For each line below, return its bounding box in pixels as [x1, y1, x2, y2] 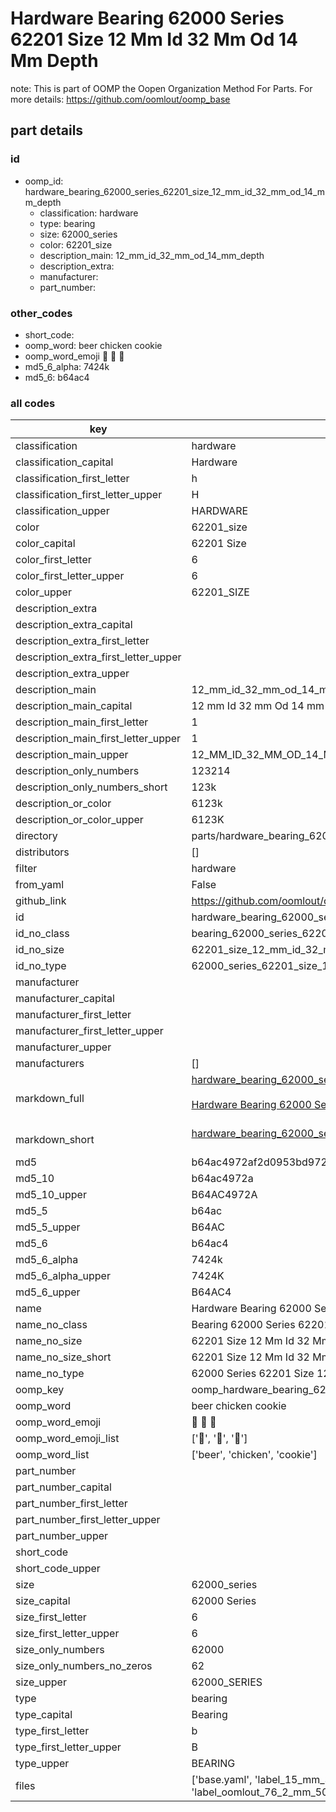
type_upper [15, 1757, 70, 1771]
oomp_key [15, 1383, 65, 1397]
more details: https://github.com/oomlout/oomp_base [10, 93, 231, 105]
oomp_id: [24, 175, 64, 187]
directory [15, 829, 58, 843]
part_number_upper [15, 1529, 109, 1543]
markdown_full [15, 1092, 85, 1106]
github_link [15, 894, 67, 908]
